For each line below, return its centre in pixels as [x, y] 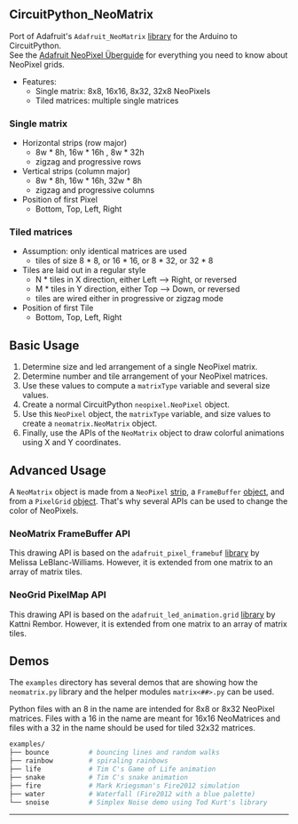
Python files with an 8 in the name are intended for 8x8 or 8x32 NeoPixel [142, 709]
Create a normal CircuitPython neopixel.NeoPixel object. [126, 404]
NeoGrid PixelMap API [58, 595]
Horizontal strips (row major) [74, 143]
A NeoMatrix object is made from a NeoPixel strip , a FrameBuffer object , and [147, 492]
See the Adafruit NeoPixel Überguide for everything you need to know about [149, 55]
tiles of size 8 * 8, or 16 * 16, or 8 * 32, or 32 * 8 [124, 260]
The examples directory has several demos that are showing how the [134, 683]
